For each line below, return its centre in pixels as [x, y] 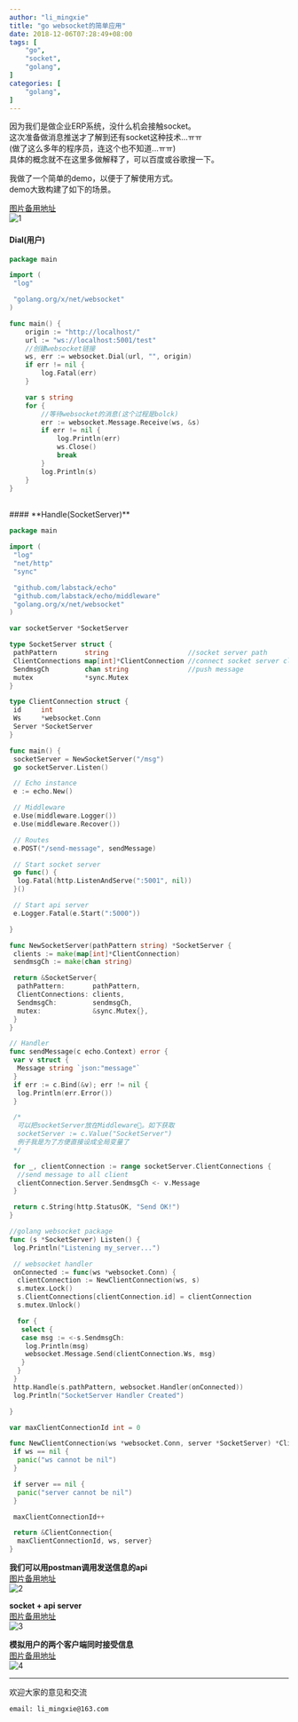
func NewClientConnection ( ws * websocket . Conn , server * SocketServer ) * [144, 1443]
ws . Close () [77, 447]
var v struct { [41, 1060]
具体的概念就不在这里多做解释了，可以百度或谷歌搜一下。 [114, 160]
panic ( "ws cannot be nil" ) [67, 1460]
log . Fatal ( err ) [69, 374]
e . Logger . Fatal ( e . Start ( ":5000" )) [77, 913]
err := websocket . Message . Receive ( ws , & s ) [121, 423]
